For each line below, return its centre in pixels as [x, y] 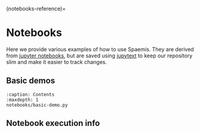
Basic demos [31, 81]
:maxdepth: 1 [22, 100]
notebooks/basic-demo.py [37, 105]
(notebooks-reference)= [36, 9]
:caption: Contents [30, 94]
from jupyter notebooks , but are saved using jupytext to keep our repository [99, 56]
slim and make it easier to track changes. [57, 62]
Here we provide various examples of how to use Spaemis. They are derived [100, 49]
